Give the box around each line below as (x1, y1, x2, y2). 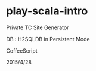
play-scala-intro (6, 4, 88, 18)
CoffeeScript (6, 47, 38, 54)
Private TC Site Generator (6, 24, 69, 31)
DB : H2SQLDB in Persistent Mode (6, 35, 91, 42)
